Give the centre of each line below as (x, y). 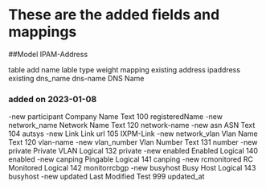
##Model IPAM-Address (48, 54)
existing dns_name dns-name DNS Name (76, 78)
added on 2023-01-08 (53, 99)
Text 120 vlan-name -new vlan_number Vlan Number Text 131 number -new (133, 142)
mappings (43, 32)
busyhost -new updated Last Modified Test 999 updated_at (106, 177)
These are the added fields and (114, 15)
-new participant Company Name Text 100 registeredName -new (116, 117)
